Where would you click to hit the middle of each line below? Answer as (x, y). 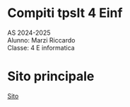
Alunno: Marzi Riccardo (41, 40)
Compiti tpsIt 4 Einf (65, 13)
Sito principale (51, 77)
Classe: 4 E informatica (41, 47)
